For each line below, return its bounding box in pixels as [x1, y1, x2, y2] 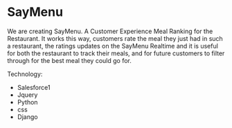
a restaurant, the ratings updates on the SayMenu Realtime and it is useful [7, 42, 218, 50]
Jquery [17, 91, 38, 99]
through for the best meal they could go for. [7, 56, 132, 64]
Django [17, 112, 38, 121]
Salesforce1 [17, 83, 51, 91]
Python [17, 98, 38, 106]
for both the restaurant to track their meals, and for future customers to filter [7, 49, 225, 57]
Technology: [7, 70, 43, 78]
